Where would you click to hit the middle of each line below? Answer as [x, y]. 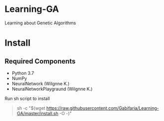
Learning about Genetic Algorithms [40, 23]
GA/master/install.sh [37, 113]
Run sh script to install [27, 98]
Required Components [40, 61]
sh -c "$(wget [31, 108]
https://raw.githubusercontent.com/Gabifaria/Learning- [103, 108]
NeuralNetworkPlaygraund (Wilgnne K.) [52, 89]
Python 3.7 [23, 73]
